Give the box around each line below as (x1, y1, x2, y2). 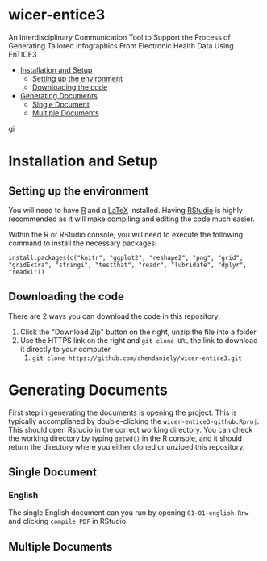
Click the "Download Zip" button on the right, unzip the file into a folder (19, 327, 257, 337)
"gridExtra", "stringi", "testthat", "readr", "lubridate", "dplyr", (8, 261, 248, 269)
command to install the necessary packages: (8, 238, 157, 248)
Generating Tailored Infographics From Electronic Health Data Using (8, 40, 234, 50)
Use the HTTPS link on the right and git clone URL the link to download (19, 335, 258, 345)
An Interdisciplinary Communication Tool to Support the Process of (8, 32, 232, 42)
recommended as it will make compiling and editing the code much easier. (8, 214, 256, 224)
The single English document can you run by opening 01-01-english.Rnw (8, 508, 249, 517)
